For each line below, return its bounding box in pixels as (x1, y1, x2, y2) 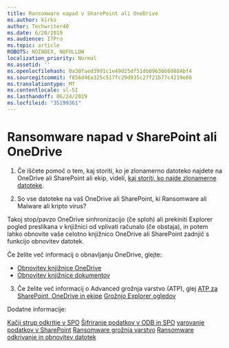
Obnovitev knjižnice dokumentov (17, 271, 111, 279)
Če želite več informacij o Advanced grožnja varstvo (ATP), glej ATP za (17, 284, 218, 292)
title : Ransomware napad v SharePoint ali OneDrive (7, 10, 158, 17)
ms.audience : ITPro (7, 36, 63, 43)
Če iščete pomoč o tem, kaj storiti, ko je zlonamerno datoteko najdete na (17, 166, 223, 175)
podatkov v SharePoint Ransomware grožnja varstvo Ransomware (7, 325, 195, 334)
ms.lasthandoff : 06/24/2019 (7, 94, 88, 100)
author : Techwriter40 (7, 23, 69, 30)
